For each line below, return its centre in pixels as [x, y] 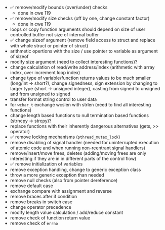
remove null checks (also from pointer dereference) [64, 180]
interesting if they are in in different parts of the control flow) [73, 159]
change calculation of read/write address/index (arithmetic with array [82, 67]
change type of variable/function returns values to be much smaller [80, 78]
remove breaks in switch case [41, 202]
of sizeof [19, 56]
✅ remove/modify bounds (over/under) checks [59, 7]
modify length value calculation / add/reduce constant [67, 212]
